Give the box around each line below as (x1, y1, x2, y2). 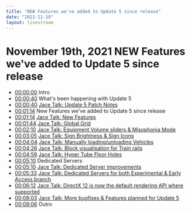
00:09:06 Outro (14, 201, 53, 208)
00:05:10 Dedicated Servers (14, 157, 83, 164)
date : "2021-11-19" (6, 14, 54, 20)
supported (14, 188, 40, 195)
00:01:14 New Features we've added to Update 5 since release (14, 108, 166, 115)
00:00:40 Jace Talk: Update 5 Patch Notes (14, 101, 118, 108)
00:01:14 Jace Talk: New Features (14, 114, 96, 121)
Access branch (14, 176, 52, 183)
